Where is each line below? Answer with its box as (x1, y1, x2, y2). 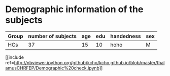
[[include (5, 54, 24, 60)
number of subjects (28, 32, 77, 40)
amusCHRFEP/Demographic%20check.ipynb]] (5, 65, 103, 71)
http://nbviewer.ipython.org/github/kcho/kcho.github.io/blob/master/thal (14, 59, 165, 65)
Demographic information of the (5, 4, 144, 15)
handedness (110, 32, 141, 40)
